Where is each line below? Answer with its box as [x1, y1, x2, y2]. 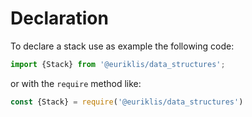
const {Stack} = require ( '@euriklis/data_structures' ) [10, 97, 244, 107]
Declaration [10, 7, 109, 30]
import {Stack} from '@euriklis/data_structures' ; [10, 59, 226, 69]
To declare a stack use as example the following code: [10, 40, 235, 52]
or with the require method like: [10, 77, 142, 89]
